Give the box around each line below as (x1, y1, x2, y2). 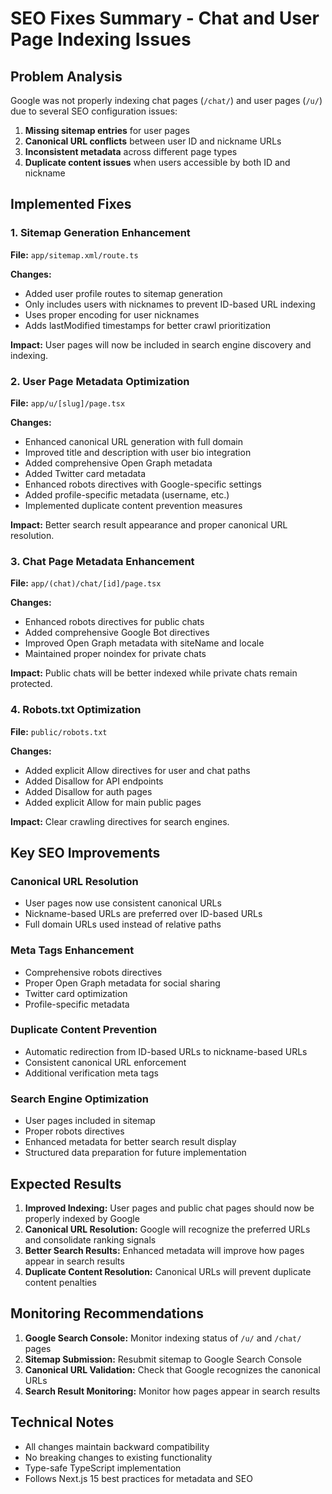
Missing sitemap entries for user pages (24, 125, 190, 136)
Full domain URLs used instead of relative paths (24, 918, 222, 931)
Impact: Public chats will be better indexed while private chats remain (10, 667, 298, 679)
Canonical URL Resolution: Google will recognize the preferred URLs (24, 1223, 311, 1235)
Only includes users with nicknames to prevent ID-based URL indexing (24, 298, 316, 310)
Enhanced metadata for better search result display (24, 1136, 237, 1148)
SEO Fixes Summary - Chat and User (10, 7, 320, 30)
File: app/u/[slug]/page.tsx (10, 397, 126, 409)
